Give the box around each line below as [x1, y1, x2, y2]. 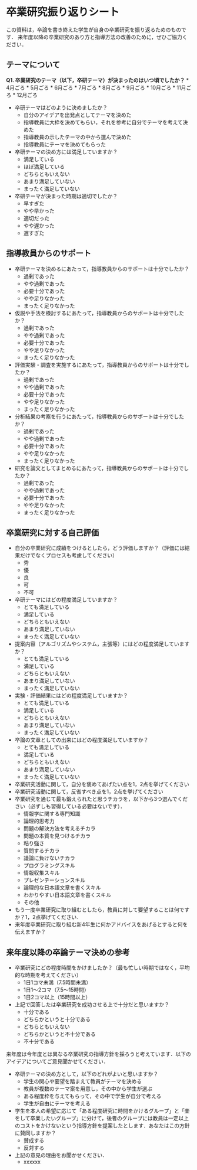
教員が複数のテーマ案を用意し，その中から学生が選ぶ [23, 1085, 153, 1093]
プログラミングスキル [23, 862, 75, 869]
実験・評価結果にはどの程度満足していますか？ [14, 692, 128, 699]
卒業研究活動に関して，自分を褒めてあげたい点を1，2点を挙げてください [14, 781, 189, 788]
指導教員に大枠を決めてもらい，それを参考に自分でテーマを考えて [23, 119, 183, 126]
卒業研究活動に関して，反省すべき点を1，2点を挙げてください [14, 788, 163, 795]
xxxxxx [23, 1158, 41, 1165]
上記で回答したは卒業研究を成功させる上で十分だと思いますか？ [14, 1001, 169, 1008]
